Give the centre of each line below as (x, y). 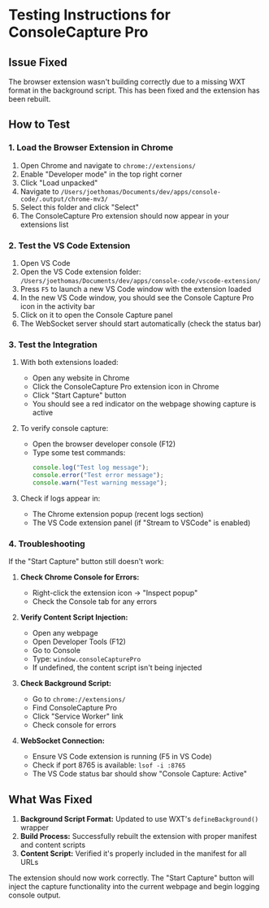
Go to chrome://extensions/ (79, 699)
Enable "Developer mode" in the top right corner (101, 174)
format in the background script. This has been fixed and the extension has (134, 90)
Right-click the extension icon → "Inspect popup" (115, 593)
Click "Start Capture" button (79, 395)
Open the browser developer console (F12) (104, 444)
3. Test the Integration (53, 345)
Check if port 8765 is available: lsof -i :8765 (109, 765)
